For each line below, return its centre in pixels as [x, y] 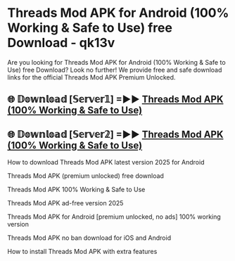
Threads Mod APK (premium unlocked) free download [85, 176]
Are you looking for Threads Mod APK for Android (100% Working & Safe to [117, 62]
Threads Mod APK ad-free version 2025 [65, 203]
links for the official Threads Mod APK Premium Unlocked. [91, 77]
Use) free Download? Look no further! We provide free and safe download [115, 70]
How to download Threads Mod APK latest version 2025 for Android [106, 163]
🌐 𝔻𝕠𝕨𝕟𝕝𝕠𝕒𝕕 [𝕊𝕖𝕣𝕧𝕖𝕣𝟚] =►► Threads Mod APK [115, 134]
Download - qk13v [61, 43]
